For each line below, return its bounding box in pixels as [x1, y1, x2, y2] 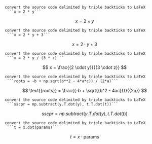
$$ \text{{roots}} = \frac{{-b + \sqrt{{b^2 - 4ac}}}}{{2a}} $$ [22, 88, 147, 93]
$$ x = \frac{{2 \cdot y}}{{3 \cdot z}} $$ [42, 64, 127, 70]
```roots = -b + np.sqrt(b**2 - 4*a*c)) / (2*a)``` [7, 79, 119, 84]
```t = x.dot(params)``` [7, 125, 59, 130]
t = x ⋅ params [70, 134, 99, 139]
